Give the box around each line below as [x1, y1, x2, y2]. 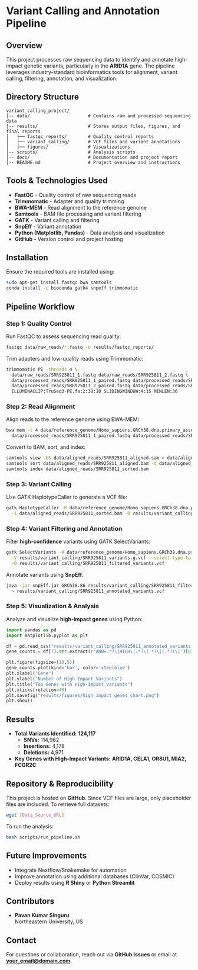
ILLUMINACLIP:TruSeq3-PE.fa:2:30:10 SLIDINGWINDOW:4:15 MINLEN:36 [11, 388, 178, 394]
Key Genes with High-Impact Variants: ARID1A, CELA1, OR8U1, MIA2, [14, 755, 187, 762]
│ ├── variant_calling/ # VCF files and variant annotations [6, 139, 181, 144]
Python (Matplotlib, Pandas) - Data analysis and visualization [14, 229, 165, 236]
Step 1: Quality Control [6, 319, 72, 327]
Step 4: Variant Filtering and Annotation [6, 524, 123, 532]
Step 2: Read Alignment [6, 403, 75, 411]
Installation [6, 253, 48, 263]
